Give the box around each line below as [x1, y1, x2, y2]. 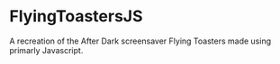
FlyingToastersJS [9, 6, 143, 27]
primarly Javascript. [9, 44, 84, 55]
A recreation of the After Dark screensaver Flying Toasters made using [9, 36, 272, 46]
